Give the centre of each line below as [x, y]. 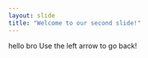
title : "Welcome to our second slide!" [75, 23]
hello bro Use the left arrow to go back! [73, 45]
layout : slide [32, 15]
